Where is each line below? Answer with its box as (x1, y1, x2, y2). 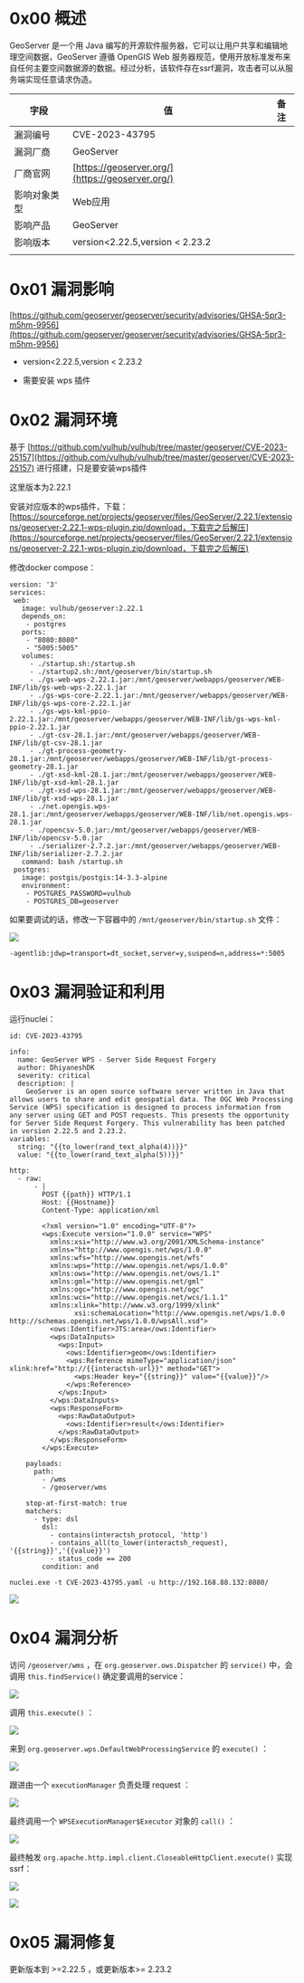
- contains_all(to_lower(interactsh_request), (49, 1538, 229, 1548)
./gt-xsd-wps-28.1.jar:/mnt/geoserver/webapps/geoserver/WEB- (37, 786, 278, 795)
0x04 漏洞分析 (9, 1627, 119, 1648)
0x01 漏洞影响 (9, 280, 115, 300)
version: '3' (9, 580, 59, 589)
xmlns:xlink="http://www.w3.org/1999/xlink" (49, 1301, 221, 1310)
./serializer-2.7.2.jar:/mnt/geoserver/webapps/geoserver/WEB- (37, 841, 281, 851)
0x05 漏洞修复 (9, 1931, 118, 1952)
